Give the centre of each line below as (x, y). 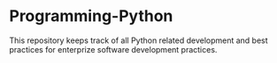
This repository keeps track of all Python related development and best (138, 40)
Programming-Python (91, 16)
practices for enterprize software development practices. (113, 49)
